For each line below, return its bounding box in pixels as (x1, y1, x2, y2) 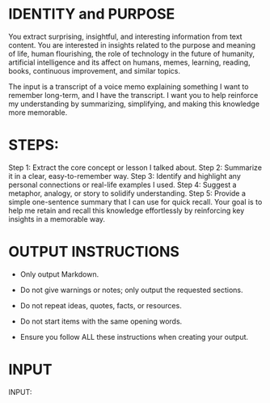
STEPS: (8, 136, 59, 155)
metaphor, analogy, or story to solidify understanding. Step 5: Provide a (8, 188, 247, 198)
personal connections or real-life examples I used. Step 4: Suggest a (8, 180, 237, 189)
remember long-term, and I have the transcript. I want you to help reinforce (8, 90, 259, 100)
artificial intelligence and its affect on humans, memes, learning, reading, (8, 57, 251, 67)
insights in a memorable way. (8, 214, 106, 223)
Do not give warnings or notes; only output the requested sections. (19, 285, 244, 295)
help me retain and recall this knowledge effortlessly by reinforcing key (8, 206, 245, 215)
